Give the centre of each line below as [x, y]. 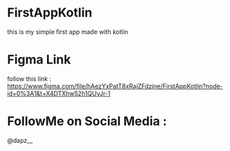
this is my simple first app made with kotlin [68, 32]
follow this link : [29, 79]
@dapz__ [20, 140]
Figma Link [39, 60]
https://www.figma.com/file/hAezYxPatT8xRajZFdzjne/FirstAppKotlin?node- [115, 86]
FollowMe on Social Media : [87, 121]
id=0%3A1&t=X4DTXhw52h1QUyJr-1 [59, 93]
